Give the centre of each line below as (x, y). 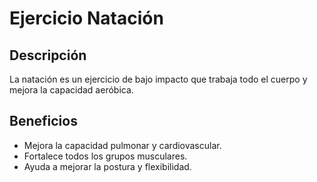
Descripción (48, 55)
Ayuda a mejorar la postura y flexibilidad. (107, 166)
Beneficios (43, 121)
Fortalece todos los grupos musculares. (105, 156)
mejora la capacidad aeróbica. (71, 90)
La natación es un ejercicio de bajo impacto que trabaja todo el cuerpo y (158, 79)
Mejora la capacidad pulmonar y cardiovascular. (122, 145)
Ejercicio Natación (86, 18)
